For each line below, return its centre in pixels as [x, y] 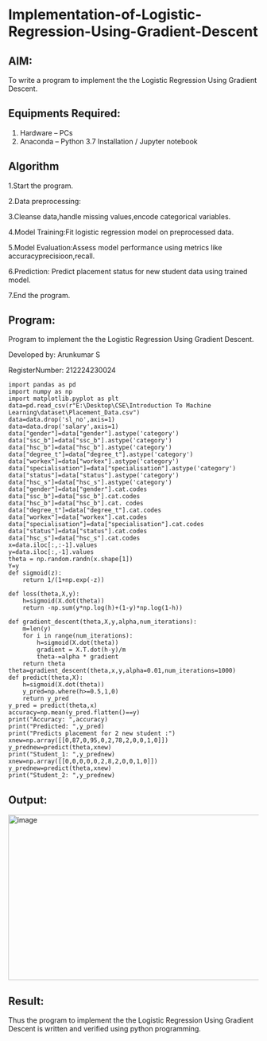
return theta [44, 664]
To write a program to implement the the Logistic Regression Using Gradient [133, 80]
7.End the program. [39, 295]
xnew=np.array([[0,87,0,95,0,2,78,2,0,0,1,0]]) [89, 740]
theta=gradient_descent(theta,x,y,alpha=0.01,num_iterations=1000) [122, 671]
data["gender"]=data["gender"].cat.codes [78, 489]
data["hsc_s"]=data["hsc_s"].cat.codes [74, 538]
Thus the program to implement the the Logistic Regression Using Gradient [131, 1020]
